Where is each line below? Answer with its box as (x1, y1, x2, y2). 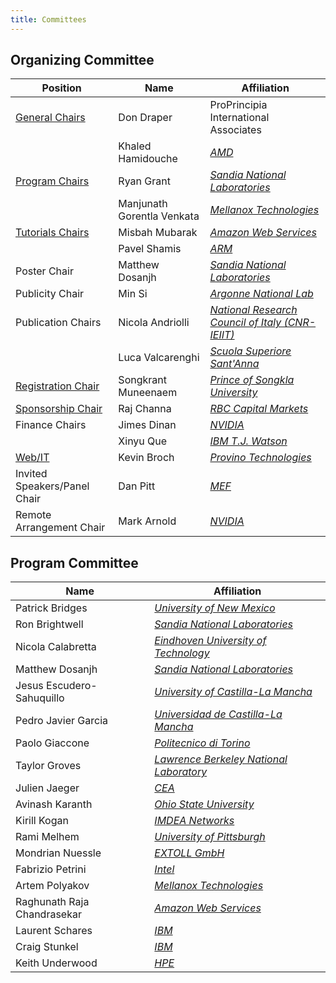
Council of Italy (209, 316, 282, 330)
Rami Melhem (15, 830, 80, 844)
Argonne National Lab (209, 287, 314, 301)
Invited (15, 467, 48, 481)
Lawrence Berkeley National (154, 752, 288, 766)
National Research (209, 303, 298, 317)
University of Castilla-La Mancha (154, 685, 313, 699)
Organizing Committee (10, 52, 155, 69)
